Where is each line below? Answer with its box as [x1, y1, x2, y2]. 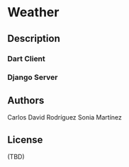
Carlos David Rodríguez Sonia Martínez [7, 113, 123, 122]
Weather [7, 4, 60, 21]
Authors [7, 94, 45, 106]
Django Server [7, 72, 58, 82]
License [7, 134, 43, 146]
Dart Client [7, 54, 46, 64]
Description [7, 33, 60, 45]
